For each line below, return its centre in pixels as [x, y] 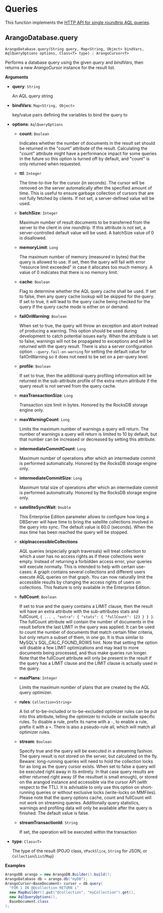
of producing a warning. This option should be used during [78, 330]
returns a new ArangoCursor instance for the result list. [60, 67]
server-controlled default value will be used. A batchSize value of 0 [87, 233]
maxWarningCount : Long [44, 419]
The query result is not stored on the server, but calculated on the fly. [89, 756]
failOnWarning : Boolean [43, 316]
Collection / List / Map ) [33, 856]
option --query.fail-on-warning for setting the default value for [83, 351]
